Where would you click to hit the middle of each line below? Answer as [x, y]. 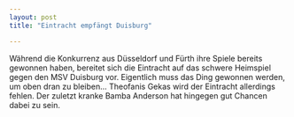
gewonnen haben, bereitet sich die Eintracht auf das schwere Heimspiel [140, 68]
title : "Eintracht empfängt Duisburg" [81, 26]
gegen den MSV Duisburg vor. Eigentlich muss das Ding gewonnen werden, [147, 77]
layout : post [33, 17]
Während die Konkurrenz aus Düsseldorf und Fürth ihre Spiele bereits [136, 58]
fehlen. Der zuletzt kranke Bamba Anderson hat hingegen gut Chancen [138, 95]
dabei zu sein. [35, 105]
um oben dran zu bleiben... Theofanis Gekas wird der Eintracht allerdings [143, 86]
